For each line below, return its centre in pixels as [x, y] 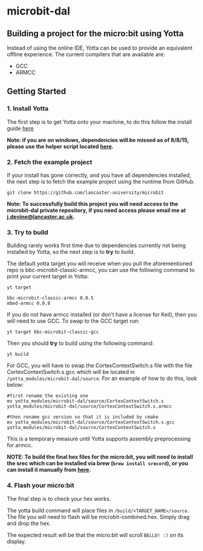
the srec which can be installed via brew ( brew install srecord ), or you [98, 463]
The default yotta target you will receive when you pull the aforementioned [100, 263]
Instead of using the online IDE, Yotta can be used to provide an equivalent [100, 48]
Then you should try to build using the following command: [80, 343]
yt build [18, 355]
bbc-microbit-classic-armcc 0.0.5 [50, 298]
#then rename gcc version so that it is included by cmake [83, 417]
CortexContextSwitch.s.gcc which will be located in [71, 372]
